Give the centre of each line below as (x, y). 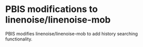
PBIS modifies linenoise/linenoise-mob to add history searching (71, 33)
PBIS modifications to (51, 9)
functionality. (19, 39)
